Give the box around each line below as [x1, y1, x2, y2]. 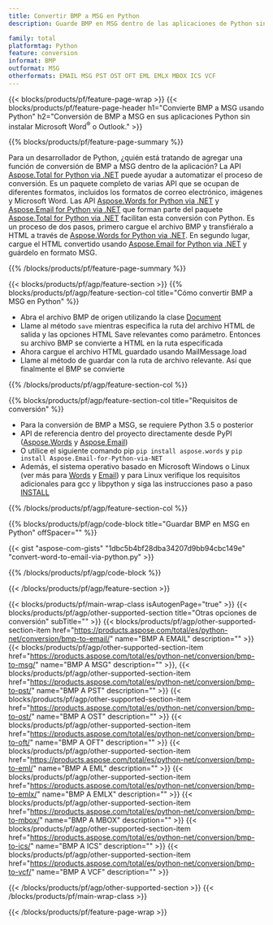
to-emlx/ [8, 789, 37, 799]
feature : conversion [8, 50, 79, 58]
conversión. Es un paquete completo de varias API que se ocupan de [8, 179, 240, 189]
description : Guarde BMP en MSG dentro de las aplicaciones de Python [8, 20, 253, 28]
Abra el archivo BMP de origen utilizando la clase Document [19, 312, 222, 322]
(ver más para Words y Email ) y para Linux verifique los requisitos [19, 471, 241, 480]
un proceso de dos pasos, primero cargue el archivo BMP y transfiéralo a [8, 222, 253, 232]
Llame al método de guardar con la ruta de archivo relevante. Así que [19, 355, 252, 366]
